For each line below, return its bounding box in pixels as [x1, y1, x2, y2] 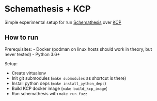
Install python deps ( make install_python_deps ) [11, 80, 106, 86]
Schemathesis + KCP [4, 3, 91, 14]
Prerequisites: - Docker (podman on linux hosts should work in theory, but [4, 46, 152, 52]
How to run [4, 33, 39, 42]
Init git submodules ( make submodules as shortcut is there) [11, 75, 126, 81]
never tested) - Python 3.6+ [4, 51, 60, 57]
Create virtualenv [11, 70, 47, 76]
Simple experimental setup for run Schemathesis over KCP [4, 19, 122, 25]
